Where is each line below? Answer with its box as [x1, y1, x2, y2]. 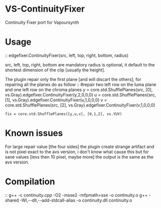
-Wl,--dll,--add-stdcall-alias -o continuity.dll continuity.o [20, 197, 132, 203]
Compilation [5, 176, 55, 187]
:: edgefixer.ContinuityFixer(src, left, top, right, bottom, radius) [5, 52, 129, 58]
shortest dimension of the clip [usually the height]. [5, 67, 105, 73]
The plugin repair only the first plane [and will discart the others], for [5, 76, 142, 82]
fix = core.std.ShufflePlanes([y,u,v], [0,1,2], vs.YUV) [5, 112, 122, 116]
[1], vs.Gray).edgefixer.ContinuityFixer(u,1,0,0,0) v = [5, 97, 107, 103]
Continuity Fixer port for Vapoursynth [5, 19, 79, 25]
